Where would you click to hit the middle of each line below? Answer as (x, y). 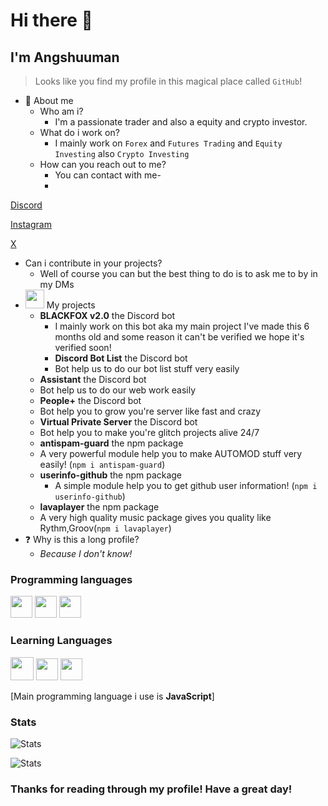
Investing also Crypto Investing (122, 153)
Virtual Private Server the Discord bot (118, 422)
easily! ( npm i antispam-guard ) (102, 464)
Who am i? (61, 111)
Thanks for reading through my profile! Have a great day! (151, 789)
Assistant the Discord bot (93, 379)
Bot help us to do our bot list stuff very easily (147, 368)
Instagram (31, 224)
